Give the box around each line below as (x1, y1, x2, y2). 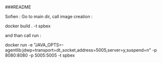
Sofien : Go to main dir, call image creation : (5, 14, 93, 19)
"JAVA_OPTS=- (34, 42, 64, 48)
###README (5, 4, 31, 10)
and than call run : (5, 33, 41, 38)
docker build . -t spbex (5, 23, 51, 29)
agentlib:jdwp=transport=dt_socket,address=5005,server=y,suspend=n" (5, 47, 151, 53)
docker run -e (5, 42, 33, 48)
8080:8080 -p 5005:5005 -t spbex (5, 52, 75, 58)
